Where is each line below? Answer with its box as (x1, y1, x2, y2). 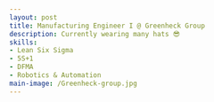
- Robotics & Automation (9, 71, 102, 80)
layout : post (9, 12, 58, 22)
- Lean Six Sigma (9, 46, 74, 55)
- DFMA (9, 63, 34, 72)
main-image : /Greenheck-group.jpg (9, 79, 138, 88)
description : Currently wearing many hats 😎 (9, 29, 180, 38)
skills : (9, 37, 38, 47)
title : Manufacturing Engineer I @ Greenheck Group (9, 21, 205, 30)
